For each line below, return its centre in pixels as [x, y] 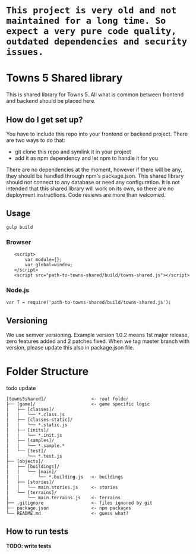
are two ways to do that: [36, 140]
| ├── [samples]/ [30, 441]
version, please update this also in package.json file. [70, 348]
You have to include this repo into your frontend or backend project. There [97, 134]
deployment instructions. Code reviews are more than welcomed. [86, 194]
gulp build [20, 227]
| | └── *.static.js [37, 425]
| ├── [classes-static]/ [39, 420]
